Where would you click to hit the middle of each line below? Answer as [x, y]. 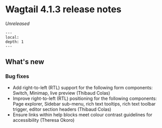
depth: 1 [15, 42]
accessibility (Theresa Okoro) [44, 120]
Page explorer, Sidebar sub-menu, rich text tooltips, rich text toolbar [84, 104]
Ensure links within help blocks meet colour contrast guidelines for [83, 114]
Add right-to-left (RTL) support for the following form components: [83, 87]
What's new [25, 62]
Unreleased [17, 23]
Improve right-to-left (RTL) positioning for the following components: [85, 98]
